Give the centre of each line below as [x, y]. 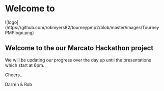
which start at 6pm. [25, 65]
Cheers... [14, 75]
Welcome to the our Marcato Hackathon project [79, 48]
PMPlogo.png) [20, 32]
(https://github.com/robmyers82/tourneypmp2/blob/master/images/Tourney [82, 27]
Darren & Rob [19, 84]
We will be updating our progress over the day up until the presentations [78, 60]
